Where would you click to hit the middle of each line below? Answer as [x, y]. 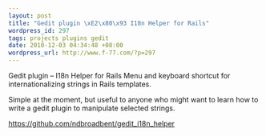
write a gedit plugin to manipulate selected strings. [92, 108]
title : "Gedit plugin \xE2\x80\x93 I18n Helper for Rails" [109, 23]
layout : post [30, 16]
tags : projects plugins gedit [59, 38]
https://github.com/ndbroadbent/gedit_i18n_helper [91, 124]
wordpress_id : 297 [39, 30]
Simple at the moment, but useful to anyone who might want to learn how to [133, 100]
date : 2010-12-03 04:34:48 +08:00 [66, 46]
